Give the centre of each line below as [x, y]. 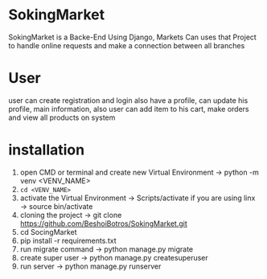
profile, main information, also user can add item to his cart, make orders [129, 109]
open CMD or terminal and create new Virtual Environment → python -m [139, 172]
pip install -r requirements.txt [68, 240]
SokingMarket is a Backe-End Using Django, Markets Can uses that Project [133, 37]
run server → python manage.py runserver [90, 266]
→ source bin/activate [56, 206]
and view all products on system [62, 117]
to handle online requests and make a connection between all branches [127, 45]
